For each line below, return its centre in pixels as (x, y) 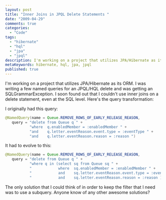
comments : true (21, 23)
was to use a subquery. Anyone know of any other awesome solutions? (78, 192)
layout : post (19, 10)
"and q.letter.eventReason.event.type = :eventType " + (91, 131)
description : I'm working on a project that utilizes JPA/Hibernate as (80, 60)
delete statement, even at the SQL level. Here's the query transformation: (80, 99)
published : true (22, 70)
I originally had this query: (32, 109)
